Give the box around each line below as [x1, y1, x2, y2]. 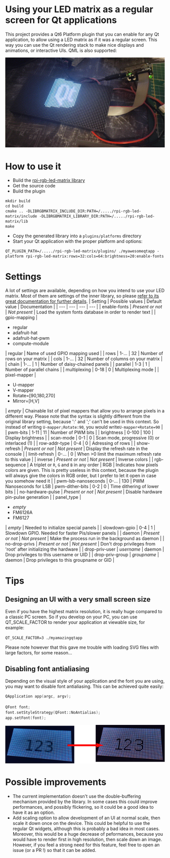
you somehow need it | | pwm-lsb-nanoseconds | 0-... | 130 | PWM [5, 478, 145, 484]
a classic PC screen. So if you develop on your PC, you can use [5, 614, 138, 620]
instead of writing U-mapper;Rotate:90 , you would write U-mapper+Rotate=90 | [5, 424, 163, 430]
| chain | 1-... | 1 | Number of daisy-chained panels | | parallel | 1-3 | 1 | [5, 361, 150, 367]
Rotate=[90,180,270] [12, 393, 56, 399]
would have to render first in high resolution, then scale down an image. [12, 837, 162, 843]
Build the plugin [12, 188, 46, 194]
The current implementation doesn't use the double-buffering [12, 793, 141, 800]
